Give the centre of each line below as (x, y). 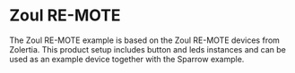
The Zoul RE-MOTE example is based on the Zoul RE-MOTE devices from (145, 40)
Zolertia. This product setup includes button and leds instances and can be (148, 49)
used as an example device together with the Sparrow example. (127, 59)
